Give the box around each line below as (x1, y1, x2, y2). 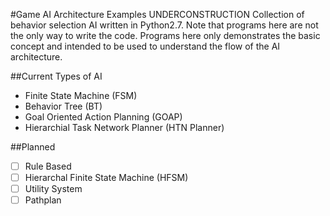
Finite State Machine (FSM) (24, 90, 138, 101)
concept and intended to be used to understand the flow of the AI (10, 40, 281, 52)
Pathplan (24, 194, 62, 206)
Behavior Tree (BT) (24, 100, 103, 112)
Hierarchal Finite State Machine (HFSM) (24, 172, 189, 184)
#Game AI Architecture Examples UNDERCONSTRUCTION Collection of (10, 9, 305, 20)
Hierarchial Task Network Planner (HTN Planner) (24, 122, 225, 133)
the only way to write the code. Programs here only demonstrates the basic (10, 30, 321, 41)
